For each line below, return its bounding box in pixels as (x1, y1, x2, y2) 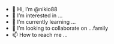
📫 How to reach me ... (11, 32, 68, 38)
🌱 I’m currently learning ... (11, 18, 76, 25)
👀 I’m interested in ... (11, 12, 63, 19)
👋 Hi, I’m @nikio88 (11, 6, 58, 12)
